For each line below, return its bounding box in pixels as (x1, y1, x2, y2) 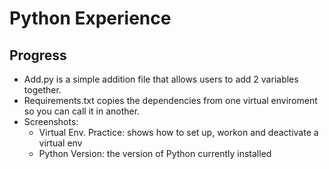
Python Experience (9, 7, 172, 30)
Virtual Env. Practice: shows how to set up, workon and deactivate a (38, 127, 319, 138)
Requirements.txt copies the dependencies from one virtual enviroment (23, 95, 318, 106)
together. (23, 84, 62, 96)
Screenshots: (23, 116, 79, 127)
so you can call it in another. (23, 105, 141, 117)
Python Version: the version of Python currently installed (38, 148, 272, 159)
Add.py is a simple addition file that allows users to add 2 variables (23, 73, 299, 85)
